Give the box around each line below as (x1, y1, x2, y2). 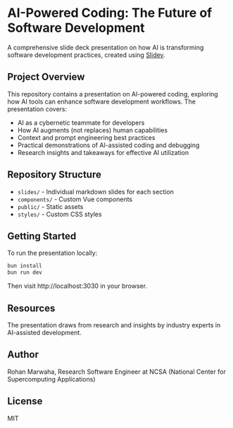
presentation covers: (7, 104, 68, 113)
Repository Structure (7, 169, 102, 181)
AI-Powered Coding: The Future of (7, 5, 213, 21)
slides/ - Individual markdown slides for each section (17, 187, 175, 196)
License (7, 396, 43, 408)
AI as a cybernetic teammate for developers (17, 118, 145, 127)
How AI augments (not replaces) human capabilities (17, 125, 168, 134)
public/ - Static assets (17, 202, 84, 210)
